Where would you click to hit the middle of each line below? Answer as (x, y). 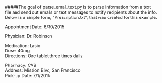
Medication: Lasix (23, 45)
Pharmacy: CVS (21, 65)
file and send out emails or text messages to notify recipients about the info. (81, 12)
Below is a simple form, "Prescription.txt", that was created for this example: (81, 17)
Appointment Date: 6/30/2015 (35, 27)
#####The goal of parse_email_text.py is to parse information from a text (78, 7)
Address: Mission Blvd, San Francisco (43, 70)
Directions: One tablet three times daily (44, 56)
